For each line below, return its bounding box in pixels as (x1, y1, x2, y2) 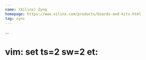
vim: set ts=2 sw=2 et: (5, 46, 98, 57)
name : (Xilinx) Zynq (5, 7, 48, 12)
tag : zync (5, 16, 25, 21)
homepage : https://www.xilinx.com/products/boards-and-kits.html (5, 12, 141, 16)
